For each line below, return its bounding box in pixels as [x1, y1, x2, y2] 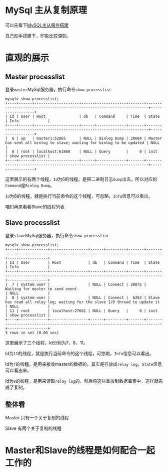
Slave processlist [5, 219, 60, 227]
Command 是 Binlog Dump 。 [5, 182, 54, 188]
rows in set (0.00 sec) [9, 330, 59, 335]
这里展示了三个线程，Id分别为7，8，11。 [5, 340, 88, 346]
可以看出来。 [5, 367, 31, 373]
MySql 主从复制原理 [5, 5, 87, 16]
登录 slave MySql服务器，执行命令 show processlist [5, 232, 109, 238]
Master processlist [5, 72, 65, 81]
